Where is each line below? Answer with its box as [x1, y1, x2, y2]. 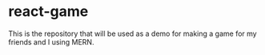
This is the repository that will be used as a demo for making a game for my [8, 29, 258, 38]
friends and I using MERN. [8, 37, 94, 46]
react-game [8, 2, 89, 21]
